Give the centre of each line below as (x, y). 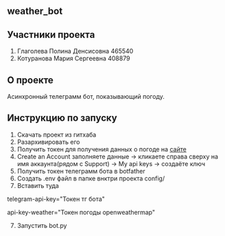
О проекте (30, 80)
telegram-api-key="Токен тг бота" (56, 199)
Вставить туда (38, 185)
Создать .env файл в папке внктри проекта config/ (91, 178)
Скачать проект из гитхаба (57, 134)
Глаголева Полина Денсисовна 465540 (75, 51)
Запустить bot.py (42, 225)
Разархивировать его (48, 142)
